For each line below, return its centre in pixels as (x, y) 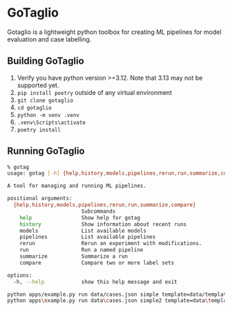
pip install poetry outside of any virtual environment (95, 92)
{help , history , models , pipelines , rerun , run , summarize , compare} (105, 205)
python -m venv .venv (48, 115)
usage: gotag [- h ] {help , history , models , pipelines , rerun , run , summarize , (114, 174)
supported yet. (38, 85)
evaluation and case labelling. (49, 39)
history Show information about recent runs (103, 224)
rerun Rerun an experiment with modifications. (111, 244)
